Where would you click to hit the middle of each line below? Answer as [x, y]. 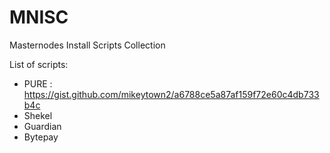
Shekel [38, 115]
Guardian [42, 126]
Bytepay [41, 137]
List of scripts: [39, 64]
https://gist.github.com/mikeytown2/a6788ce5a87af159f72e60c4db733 [171, 94]
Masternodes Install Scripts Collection [87, 45]
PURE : [38, 83]
